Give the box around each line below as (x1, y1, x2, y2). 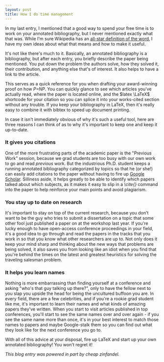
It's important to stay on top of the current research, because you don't (5, 210, 149, 216)
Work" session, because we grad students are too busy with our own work (5, 155, 156, 161)
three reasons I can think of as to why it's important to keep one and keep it (5, 121, 158, 128)
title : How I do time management (5, 12, 73, 17)
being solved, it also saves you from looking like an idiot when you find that (5, 246, 157, 253)
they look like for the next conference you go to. (5, 327, 102, 333)
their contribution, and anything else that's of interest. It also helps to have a (5, 66, 159, 72)
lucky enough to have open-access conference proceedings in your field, (5, 226, 153, 232)
